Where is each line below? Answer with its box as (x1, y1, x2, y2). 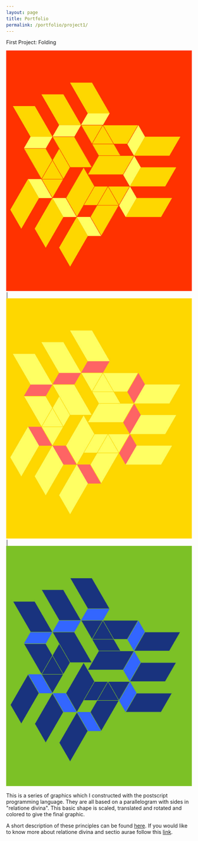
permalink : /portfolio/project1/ (6, 22, 88, 28)
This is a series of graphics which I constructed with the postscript (6, 792, 168, 799)
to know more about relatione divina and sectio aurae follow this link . (6, 829, 173, 836)
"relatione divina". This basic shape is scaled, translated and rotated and (6, 804, 182, 812)
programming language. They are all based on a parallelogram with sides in (6, 799, 189, 806)
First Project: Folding (6, 39, 57, 46)
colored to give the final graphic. (6, 811, 85, 818)
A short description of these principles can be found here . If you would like (6, 822, 188, 829)
